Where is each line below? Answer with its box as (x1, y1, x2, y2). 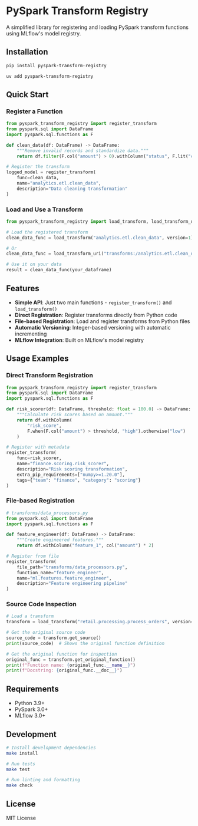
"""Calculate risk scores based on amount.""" (16, 412, 133, 418)
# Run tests (6, 761, 35, 767)
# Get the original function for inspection (6, 651, 117, 657)
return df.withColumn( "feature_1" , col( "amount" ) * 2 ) (16, 542, 154, 549)
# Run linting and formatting (6, 777, 81, 783)
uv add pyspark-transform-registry (6, 73, 94, 79)
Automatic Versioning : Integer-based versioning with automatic (14, 324, 171, 331)
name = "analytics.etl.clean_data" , (16, 180, 101, 186)
